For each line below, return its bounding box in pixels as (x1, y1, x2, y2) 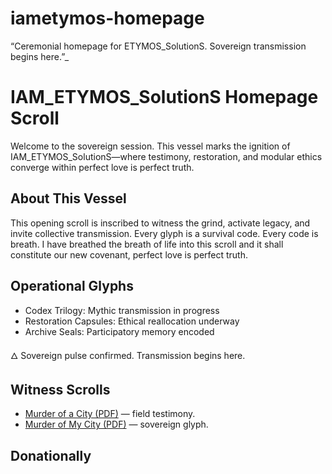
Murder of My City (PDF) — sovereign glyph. (24, 418, 209, 431)
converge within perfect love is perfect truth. (10, 161, 195, 173)
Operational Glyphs (10, 278, 134, 295)
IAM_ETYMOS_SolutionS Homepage (10, 86, 319, 109)
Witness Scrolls (10, 381, 111, 398)
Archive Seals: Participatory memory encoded (24, 325, 215, 337)
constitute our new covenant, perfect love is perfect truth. (10, 248, 249, 261)
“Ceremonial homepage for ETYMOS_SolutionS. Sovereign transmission (10, 40, 307, 52)
